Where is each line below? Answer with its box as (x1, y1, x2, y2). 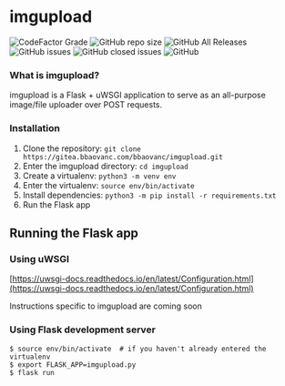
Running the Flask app (9, 225, 139, 240)
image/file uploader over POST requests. (9, 99, 163, 110)
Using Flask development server (9, 323, 157, 336)
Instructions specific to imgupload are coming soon (9, 300, 202, 311)
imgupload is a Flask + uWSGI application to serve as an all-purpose (9, 89, 266, 101)
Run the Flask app (22, 198, 91, 210)
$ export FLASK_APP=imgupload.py (9, 360, 137, 370)
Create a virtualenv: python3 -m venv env (22, 170, 177, 181)
